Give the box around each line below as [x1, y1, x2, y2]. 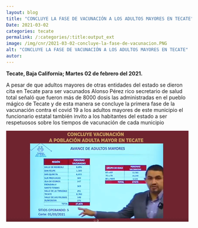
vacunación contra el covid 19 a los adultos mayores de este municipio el [6, 106, 184, 113]
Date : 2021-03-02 [6, 22, 49, 28]
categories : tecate [6, 28, 54, 34]
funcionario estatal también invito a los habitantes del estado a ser [6, 113, 167, 120]
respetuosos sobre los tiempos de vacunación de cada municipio [6, 118, 164, 126]
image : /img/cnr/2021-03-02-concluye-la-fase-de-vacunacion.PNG [6, 41, 167, 47]
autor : [6, 53, 22, 59]
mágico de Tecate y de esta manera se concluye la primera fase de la [6, 100, 175, 107]
